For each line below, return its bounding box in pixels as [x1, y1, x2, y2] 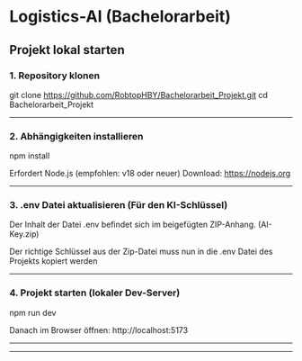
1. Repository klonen [9, 69, 101, 82]
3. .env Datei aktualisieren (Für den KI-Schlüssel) [9, 199, 228, 212]
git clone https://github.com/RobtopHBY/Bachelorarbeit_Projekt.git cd [9, 89, 268, 100]
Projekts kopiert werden [9, 256, 98, 266]
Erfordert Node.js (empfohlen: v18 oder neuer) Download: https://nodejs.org [9, 168, 291, 179]
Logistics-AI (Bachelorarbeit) [9, 6, 232, 27]
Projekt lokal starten [9, 42, 125, 58]
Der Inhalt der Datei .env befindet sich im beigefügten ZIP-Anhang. [9, 219, 256, 230]
